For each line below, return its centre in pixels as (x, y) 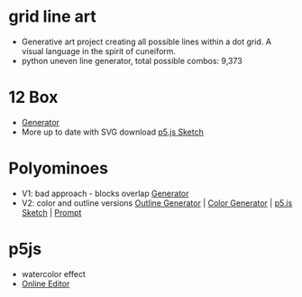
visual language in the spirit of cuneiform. (99, 51)
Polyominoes (59, 168)
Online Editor (46, 283)
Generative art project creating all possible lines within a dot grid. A (146, 42)
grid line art (52, 17)
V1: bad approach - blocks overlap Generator (105, 193)
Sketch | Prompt (51, 212)
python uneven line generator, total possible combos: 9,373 (132, 60)
